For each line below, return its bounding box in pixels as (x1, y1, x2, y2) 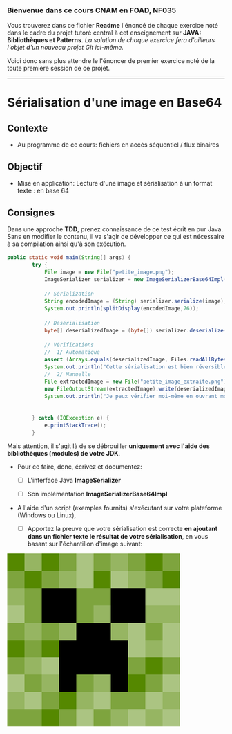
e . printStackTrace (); (43, 422, 107, 429)
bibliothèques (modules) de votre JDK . (7, 449, 121, 457)
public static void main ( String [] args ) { (7, 253, 131, 261)
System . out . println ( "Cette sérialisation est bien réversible (43, 364, 227, 370)
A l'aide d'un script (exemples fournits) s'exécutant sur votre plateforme (17, 503, 222, 512)
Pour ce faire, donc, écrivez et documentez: (17, 463, 143, 471)
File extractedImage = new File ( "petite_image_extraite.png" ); (43, 378, 230, 385)
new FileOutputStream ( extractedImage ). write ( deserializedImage (43, 385, 230, 393)
